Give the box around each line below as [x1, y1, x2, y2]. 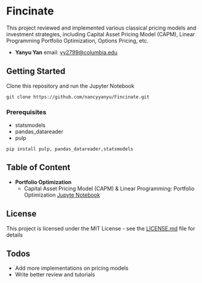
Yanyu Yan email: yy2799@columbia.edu [14, 48, 118, 56]
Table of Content [6, 162, 71, 173]
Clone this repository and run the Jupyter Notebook [6, 82, 134, 89]
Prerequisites [6, 107, 46, 116]
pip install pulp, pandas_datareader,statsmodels [6, 146, 134, 152]
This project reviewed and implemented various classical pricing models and [6, 24, 197, 31]
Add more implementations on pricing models [14, 264, 128, 272]
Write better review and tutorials [14, 271, 95, 278]
